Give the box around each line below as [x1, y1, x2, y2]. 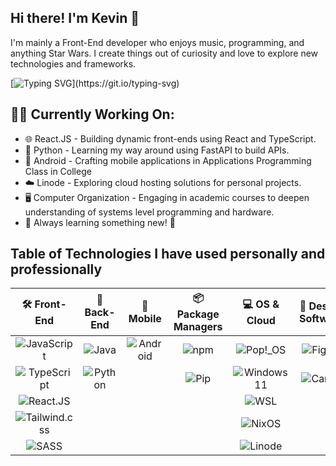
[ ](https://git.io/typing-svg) [10, 77, 180, 89]
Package [176, 307, 220, 321]
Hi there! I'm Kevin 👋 [10, 10, 140, 27]
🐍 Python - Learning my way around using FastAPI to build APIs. [24, 144, 290, 156]
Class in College [24, 165, 92, 177]
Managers [173, 320, 223, 334]
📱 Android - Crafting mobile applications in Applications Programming [24, 154, 312, 166]
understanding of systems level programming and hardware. [24, 206, 275, 218]
